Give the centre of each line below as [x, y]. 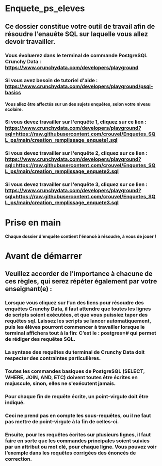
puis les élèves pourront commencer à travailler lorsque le [75, 327]
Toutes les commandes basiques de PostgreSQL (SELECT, [75, 371]
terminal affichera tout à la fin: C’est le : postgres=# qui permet [81, 333]
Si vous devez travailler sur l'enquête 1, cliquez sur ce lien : [76, 122]
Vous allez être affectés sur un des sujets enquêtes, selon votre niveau [78, 104]
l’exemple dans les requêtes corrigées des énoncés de [71, 453]
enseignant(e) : [29, 289]
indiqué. [15, 402]
